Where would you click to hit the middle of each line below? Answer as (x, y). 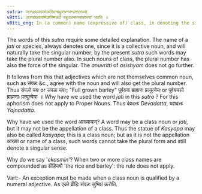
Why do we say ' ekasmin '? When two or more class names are (84, 160)
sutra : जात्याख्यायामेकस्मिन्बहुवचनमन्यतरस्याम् (47, 12)
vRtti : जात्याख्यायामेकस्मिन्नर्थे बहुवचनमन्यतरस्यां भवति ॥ (58, 17)
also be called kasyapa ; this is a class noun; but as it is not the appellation (98, 135)
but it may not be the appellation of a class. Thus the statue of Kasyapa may (101, 129)
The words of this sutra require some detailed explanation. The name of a (97, 40)
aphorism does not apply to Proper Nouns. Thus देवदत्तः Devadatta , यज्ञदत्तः (95, 104)
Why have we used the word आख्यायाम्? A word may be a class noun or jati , (97, 122)
